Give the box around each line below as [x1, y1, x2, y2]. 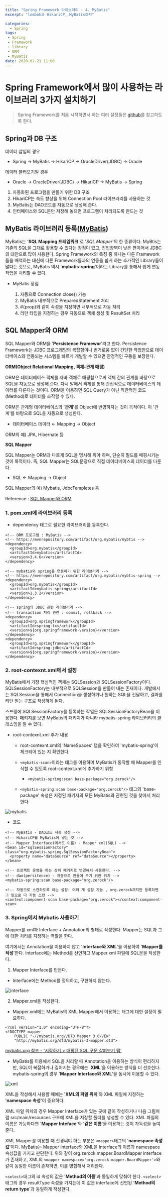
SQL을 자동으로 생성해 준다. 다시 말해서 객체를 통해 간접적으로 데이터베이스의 [5, 380, 156, 387]
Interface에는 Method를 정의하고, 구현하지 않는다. [12, 977, 111, 984]
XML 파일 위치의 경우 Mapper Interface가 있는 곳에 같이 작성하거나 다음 [5, 1108, 147, 1114]
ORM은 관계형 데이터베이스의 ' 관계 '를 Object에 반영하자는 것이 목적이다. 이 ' [5, 404, 154, 410]
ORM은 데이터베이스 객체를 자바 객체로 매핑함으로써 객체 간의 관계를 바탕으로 [5, 374, 156, 380]
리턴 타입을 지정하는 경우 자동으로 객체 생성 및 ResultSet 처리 [20, 310, 140, 316]
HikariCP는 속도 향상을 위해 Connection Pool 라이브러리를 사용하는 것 [12, 195, 150, 201]
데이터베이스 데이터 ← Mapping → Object [12, 420, 96, 427]
